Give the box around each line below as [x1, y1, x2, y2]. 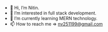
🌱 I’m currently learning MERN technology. [9, 15, 97, 21]
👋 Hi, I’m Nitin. [9, 5, 39, 10]
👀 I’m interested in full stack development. [9, 10, 96, 16]
